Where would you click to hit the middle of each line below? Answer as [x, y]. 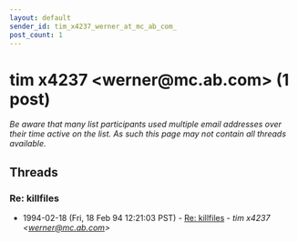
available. [28, 144]
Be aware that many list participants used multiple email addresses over [146, 125]
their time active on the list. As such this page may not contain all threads [148, 134]
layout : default [40, 18]
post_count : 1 [36, 35]
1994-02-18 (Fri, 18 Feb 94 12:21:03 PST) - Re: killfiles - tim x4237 [146, 218]
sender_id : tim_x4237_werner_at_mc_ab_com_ [93, 26]
